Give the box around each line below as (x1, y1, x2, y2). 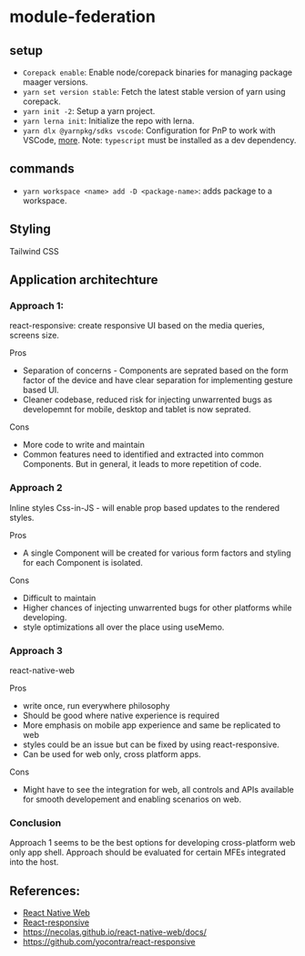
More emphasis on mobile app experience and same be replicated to (22, 719, 280, 731)
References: (9, 883, 80, 899)
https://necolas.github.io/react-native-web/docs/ (22, 927, 207, 938)
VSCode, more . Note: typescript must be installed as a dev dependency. (22, 135, 297, 145)
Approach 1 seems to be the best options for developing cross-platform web (9, 837, 296, 848)
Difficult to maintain (22, 592, 97, 603)
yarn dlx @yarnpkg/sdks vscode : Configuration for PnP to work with (22, 125, 276, 136)
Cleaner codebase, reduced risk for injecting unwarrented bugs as (22, 394, 273, 405)
